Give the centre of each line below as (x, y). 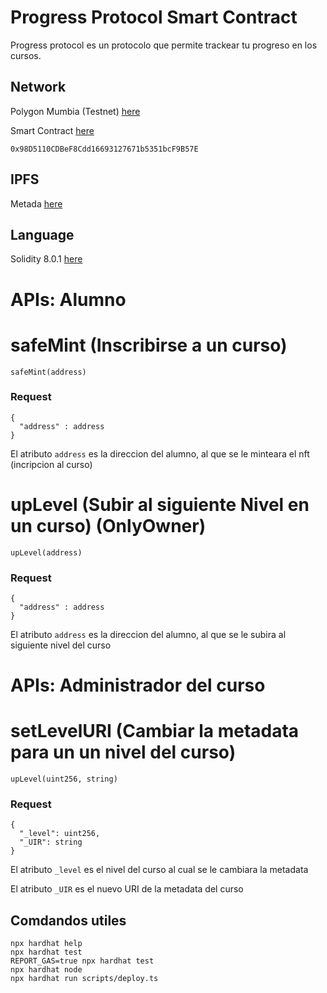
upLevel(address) (46, 552)
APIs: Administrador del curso (138, 685)
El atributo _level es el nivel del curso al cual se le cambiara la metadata (159, 870)
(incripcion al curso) (51, 464)
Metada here (36, 203)
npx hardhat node (46, 970)
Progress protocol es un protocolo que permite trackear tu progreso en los (164, 45)
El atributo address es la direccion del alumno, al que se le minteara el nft (160, 453)
